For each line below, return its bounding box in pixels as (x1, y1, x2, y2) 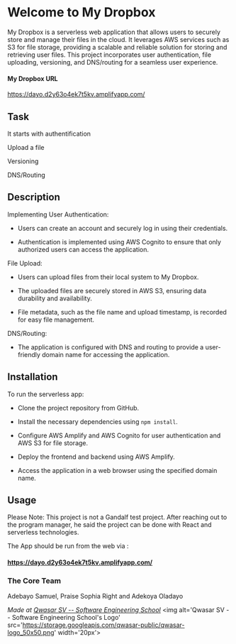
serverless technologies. (7, 528, 79, 537)
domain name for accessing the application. (42, 350, 170, 359)
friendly (17, 350, 41, 359)
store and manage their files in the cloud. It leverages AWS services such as (7, 35, 230, 43)
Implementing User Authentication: (7, 210, 109, 219)
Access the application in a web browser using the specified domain (17, 466, 218, 474)
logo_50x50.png (7, 628, 55, 637)
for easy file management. (17, 315, 94, 324)
